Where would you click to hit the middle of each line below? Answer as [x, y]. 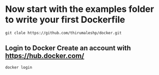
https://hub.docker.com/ [45, 56]
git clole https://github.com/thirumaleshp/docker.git [63, 33]
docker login [19, 67]
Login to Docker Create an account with [68, 48]
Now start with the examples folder [79, 9]
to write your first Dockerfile [65, 20]
